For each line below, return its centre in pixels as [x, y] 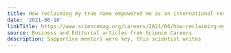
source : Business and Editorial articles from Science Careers [100, 33]
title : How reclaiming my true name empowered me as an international [110, 13]
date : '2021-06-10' [35, 20]
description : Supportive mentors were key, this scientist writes [104, 39]
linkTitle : [23, 26]
